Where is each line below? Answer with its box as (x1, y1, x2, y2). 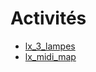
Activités (10, 7, 87, 30)
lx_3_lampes (24, 40, 76, 52)
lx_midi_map (24, 50, 77, 62)
